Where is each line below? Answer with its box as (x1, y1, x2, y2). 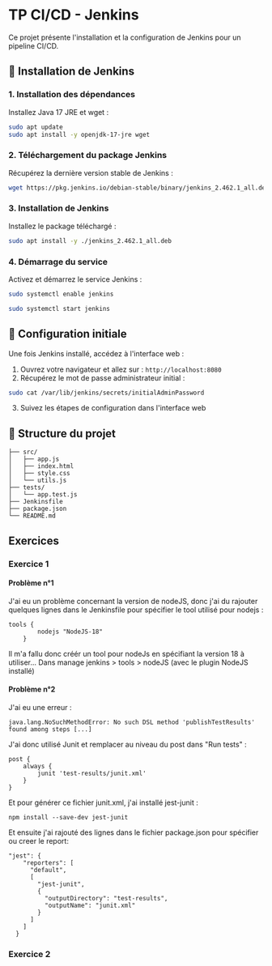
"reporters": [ (23, 858, 74, 867)
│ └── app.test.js (8, 491, 79, 499)
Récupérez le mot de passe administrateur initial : (19, 372, 185, 382)
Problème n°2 (8, 684, 56, 694)
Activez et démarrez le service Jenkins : (8, 274, 142, 284)
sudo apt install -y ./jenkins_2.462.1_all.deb (8, 236, 172, 245)
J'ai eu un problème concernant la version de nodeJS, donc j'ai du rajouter (8, 596, 258, 606)
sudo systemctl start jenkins (8, 304, 111, 313)
